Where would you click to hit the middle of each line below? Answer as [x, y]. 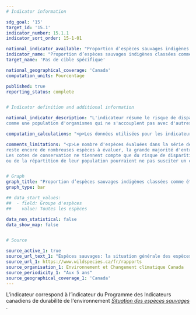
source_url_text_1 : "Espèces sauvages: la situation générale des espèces [99, 257]
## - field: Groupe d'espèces [44, 203]
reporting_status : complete [40, 92]
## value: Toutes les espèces [47, 209]
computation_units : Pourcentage [45, 76]
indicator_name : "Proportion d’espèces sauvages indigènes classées [91, 54]
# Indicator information [36, 11]
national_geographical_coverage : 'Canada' [58, 70]
